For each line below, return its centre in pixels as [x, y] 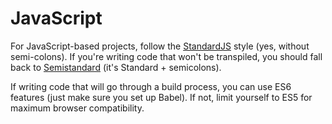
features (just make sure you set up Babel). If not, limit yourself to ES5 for [161, 97]
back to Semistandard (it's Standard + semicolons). [116, 67]
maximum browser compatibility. [77, 108]
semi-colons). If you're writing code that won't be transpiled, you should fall [166, 56]
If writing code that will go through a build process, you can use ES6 [151, 86]
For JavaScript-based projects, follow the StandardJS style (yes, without [160, 46]
